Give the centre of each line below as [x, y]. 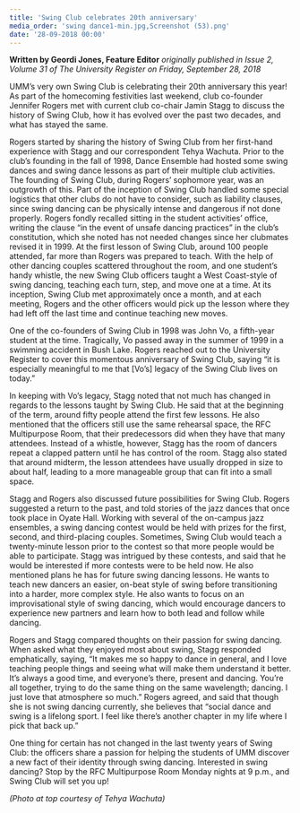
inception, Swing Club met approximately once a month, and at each [135, 294]
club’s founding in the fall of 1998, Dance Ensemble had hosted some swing [149, 161]
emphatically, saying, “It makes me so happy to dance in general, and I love [148, 659]
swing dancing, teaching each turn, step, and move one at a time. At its [140, 285]
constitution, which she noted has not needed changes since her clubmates [149, 238]
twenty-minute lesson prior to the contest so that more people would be [142, 547]
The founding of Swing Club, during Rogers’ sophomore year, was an [137, 180]
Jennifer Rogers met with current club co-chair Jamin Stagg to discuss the [147, 106]
